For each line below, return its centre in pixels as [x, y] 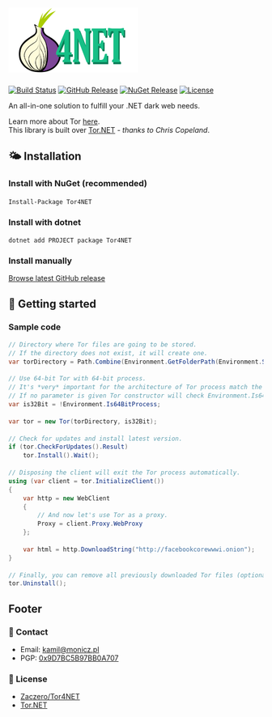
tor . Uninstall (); [38, 583]
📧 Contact [28, 632]
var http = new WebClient [67, 498]
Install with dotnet [45, 222]
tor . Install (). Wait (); [61, 456]
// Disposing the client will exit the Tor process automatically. [125, 473]
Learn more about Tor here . [54, 121]
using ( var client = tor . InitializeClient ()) [86, 481]
